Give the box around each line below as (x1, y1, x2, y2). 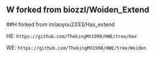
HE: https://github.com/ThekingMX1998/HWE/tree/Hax (6, 32, 137, 40)
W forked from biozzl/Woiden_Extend (6, 5, 150, 15)
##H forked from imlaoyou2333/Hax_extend (6, 20, 115, 28)
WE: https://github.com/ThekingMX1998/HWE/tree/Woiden (6, 44, 147, 51)
